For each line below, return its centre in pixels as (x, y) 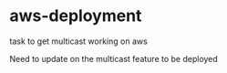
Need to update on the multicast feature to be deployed (114, 58)
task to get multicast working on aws (78, 41)
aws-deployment (76, 16)
